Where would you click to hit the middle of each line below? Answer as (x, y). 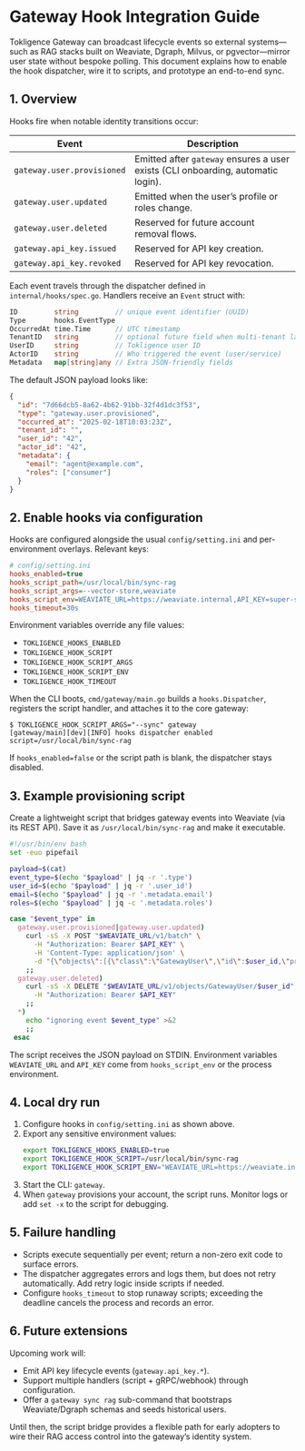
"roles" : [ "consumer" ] (69, 472)
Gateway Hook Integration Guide (135, 17)
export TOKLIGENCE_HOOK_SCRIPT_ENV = (92, 1168)
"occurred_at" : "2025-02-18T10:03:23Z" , (95, 422)
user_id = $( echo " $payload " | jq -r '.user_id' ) (101, 886)
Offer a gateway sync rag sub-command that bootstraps (127, 1399)
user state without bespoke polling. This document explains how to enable (148, 61)
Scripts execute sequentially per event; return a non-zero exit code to (152, 1254)
